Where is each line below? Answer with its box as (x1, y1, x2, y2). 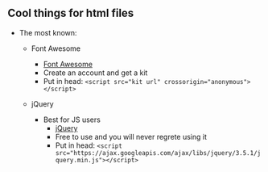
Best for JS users (43, 115, 101, 124)
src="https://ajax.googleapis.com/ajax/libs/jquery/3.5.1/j (55, 149, 262, 157)
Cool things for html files (7, 6, 134, 20)
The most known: (19, 27, 77, 37)
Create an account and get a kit (43, 68, 148, 78)
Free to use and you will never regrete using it (55, 132, 207, 141)
